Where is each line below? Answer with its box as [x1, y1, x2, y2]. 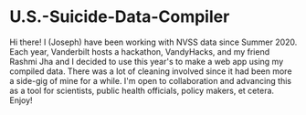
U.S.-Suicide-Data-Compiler [9, 6, 230, 27]
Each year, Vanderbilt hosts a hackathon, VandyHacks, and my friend [9, 46, 270, 57]
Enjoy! [9, 94, 34, 106]
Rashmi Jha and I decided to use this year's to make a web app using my [9, 56, 284, 67]
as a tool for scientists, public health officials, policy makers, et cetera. [9, 85, 275, 96]
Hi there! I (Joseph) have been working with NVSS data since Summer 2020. [9, 37, 298, 47]
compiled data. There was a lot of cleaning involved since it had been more [9, 66, 292, 77]
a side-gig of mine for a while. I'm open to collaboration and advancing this [9, 75, 292, 86]
